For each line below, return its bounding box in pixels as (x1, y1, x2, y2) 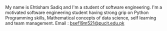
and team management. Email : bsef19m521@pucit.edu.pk (5, 20, 125, 26)
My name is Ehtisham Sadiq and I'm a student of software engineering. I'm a (5, 4, 162, 10)
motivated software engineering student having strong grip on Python (5, 9, 149, 15)
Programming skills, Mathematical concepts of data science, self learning (5, 15, 156, 20)
